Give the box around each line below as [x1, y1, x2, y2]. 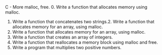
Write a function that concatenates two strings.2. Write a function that [12, 19, 155, 24]
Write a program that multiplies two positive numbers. [12, 45, 122, 50]
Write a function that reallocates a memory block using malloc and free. [12, 39, 158, 45]
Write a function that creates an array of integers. [12, 34, 113, 40]
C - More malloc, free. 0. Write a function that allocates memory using [5, 4, 148, 10]
